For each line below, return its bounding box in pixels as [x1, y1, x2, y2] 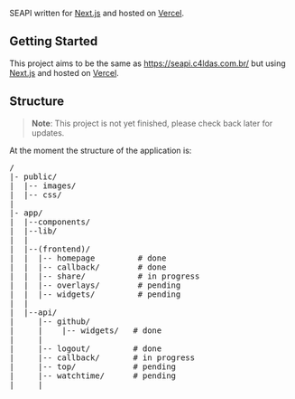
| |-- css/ [9, 189, 62, 200]
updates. [31, 127, 65, 138]
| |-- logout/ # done [9, 343, 162, 354]
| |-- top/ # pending [9, 361, 177, 372]
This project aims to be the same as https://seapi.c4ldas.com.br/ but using [9, 58, 286, 69]
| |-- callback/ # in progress [9, 352, 196, 363]
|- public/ [9, 171, 58, 182]
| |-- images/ [9, 180, 77, 191]
